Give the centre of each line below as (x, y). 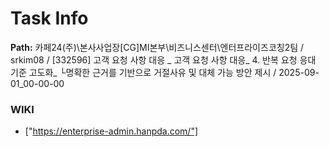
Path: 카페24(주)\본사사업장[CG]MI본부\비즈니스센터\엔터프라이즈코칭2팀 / (157, 47)
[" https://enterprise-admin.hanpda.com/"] (111, 131)
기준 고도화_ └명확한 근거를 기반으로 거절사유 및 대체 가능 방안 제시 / (143, 72)
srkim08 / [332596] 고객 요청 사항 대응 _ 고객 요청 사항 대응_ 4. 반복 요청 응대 (163, 59)
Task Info (49, 18)
